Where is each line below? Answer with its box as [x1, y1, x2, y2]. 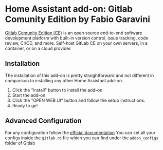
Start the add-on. [12, 92, 47, 98]
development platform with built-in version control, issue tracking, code [5, 35, 148, 41]
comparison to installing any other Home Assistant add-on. [5, 77, 123, 83]
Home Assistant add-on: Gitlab [5, 3, 133, 15]
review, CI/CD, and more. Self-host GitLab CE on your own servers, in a [5, 40, 148, 46]
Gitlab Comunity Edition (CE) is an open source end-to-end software [5, 30, 143, 36]
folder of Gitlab [5, 140, 36, 146]
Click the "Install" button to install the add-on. [12, 87, 104, 93]
